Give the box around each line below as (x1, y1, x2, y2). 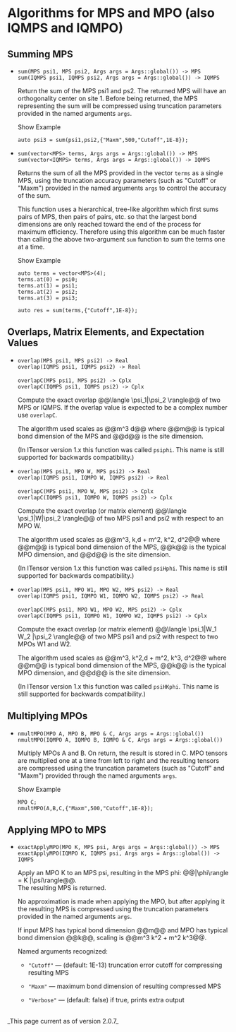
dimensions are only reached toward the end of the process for (17, 220, 201, 228)
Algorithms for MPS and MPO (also (7, 5, 215, 21)
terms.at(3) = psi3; (17, 295, 78, 302)
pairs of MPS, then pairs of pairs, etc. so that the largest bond (17, 213, 197, 220)
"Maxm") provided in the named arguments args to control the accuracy (17, 184, 227, 192)
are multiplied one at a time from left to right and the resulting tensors (17, 756, 220, 764)
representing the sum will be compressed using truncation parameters (17, 102, 222, 110)
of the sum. (17, 191, 51, 199)
